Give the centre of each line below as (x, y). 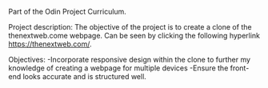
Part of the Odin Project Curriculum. (67, 12)
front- (240, 68)
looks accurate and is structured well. (84, 76)
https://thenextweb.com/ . (50, 44)
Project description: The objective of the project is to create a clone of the (130, 27)
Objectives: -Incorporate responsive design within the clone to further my (129, 60)
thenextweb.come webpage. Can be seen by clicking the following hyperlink (134, 36)
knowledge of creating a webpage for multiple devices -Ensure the (118, 68)
